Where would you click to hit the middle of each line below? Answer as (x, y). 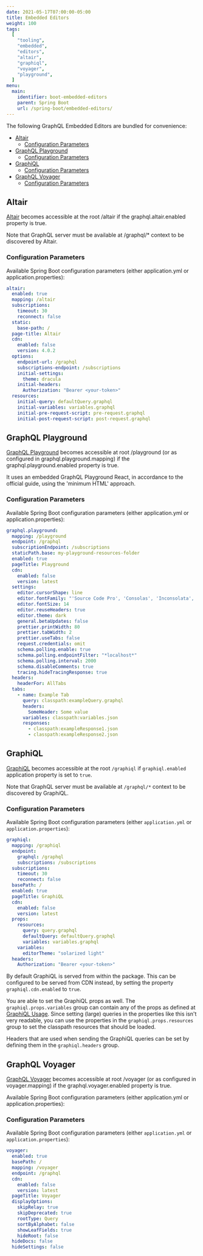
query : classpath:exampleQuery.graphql (73, 700)
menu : (13, 86)
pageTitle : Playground (40, 564)
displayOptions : (32, 1202)
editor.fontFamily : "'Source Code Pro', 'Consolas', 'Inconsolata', (106, 598)
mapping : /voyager (35, 1168)
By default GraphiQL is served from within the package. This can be (91, 976)
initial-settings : (40, 373)
